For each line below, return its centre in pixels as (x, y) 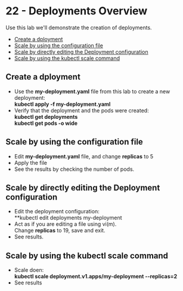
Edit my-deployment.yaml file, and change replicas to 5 (84, 156)
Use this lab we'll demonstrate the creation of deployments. (79, 27)
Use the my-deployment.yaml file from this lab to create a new (92, 91)
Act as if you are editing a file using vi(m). (65, 224)
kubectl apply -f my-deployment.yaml (62, 104)
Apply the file (30, 163)
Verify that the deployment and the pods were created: (82, 110)
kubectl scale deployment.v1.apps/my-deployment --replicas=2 (96, 277)
